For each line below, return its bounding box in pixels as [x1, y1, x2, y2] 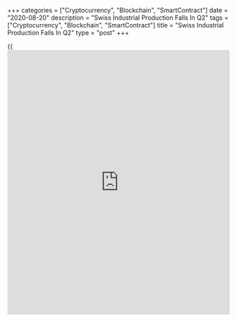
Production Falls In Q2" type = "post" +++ [7, 28, 129, 37]
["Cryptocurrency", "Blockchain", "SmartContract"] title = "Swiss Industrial [7, 21, 224, 29]
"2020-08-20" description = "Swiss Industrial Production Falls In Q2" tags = [7, 13, 229, 22]
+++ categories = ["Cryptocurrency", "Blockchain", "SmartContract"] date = [7, 6, 229, 14]
